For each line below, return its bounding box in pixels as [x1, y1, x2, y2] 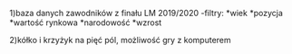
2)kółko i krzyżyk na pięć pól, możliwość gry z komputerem [9, 35, 231, 45]
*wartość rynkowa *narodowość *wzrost [9, 17, 162, 28]
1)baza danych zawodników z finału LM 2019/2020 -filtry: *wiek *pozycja [9, 8, 284, 18]
